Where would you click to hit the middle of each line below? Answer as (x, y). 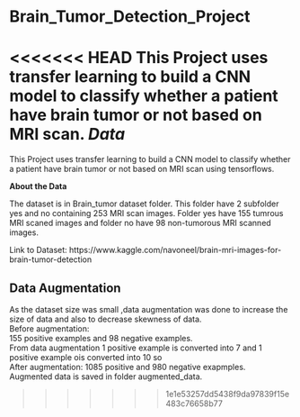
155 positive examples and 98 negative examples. (101, 338)
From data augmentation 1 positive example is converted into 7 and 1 (136, 348)
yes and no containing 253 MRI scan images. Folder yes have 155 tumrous (146, 213)
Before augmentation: (49, 328)
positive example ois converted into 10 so (86, 357)
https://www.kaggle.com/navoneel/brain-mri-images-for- (175, 250)
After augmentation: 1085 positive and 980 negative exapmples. (128, 367)
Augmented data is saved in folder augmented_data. (106, 376)
